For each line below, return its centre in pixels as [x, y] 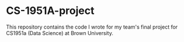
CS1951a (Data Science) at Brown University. [60, 33]
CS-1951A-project [50, 11]
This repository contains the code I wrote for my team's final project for [92, 27]
